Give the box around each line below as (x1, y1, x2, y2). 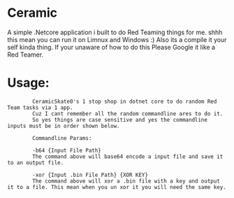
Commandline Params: (32, 134, 92, 141)
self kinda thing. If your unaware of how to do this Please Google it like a (7, 43, 215, 51)
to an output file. (7, 159, 64, 166)
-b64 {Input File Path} (32, 147, 101, 154)
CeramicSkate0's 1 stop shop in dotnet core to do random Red (32, 98, 217, 105)
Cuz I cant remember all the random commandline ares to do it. (32, 110, 224, 117)
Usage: (7, 75, 50, 91)
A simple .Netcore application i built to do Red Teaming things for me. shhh (7, 28, 223, 36)
